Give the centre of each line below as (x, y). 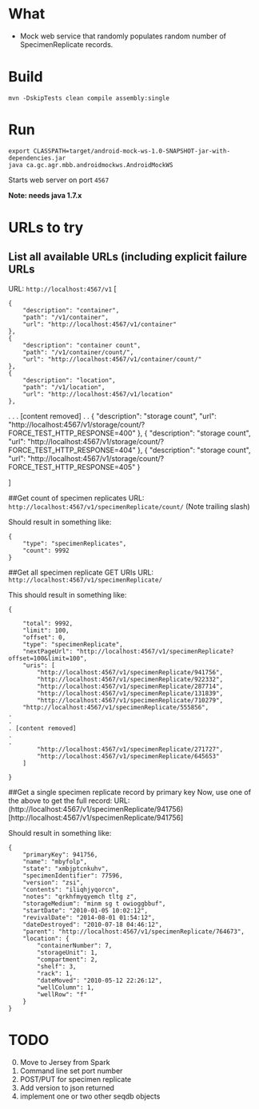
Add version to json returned (67, 1087)
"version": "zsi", (53, 882)
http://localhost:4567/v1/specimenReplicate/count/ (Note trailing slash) (129, 506)
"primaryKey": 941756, (60, 855)
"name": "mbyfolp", (55, 861)
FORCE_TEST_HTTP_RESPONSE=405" (72, 467)
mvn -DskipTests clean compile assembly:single (89, 98)
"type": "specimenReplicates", (75, 543)
